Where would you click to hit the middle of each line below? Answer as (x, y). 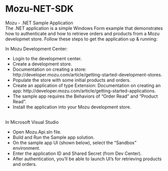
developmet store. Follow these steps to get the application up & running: (81, 39)
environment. (26, 148)
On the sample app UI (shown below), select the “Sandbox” (74, 143)
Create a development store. (42, 64)
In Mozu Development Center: (36, 49)
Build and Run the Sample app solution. (53, 137)
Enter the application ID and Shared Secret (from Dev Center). (77, 153)
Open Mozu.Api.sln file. (37, 132)
